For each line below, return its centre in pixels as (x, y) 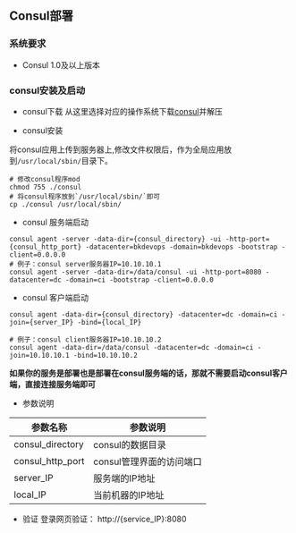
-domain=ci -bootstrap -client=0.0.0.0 (140, 280)
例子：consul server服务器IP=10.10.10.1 (89, 264)
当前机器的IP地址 (129, 495)
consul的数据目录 (130, 444)
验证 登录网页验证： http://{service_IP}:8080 (104, 519)
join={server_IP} (42, 322)
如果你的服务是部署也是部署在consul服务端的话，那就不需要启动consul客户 (148, 373)
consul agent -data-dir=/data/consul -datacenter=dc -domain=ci (131, 347)
